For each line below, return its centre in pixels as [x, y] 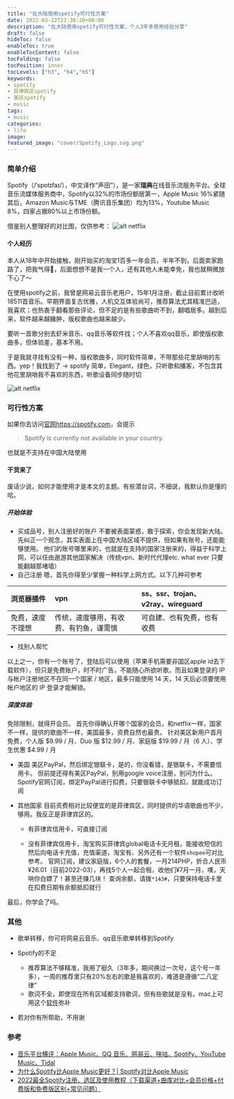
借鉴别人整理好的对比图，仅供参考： [59, 226]
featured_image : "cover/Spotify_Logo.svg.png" [76, 143]
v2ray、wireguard [172, 605]
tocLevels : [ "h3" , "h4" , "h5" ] [51, 72]
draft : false [26, 33]
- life [17, 130]
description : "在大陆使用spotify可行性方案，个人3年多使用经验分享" [97, 26]
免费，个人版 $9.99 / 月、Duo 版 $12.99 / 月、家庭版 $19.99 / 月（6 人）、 [112, 741]
